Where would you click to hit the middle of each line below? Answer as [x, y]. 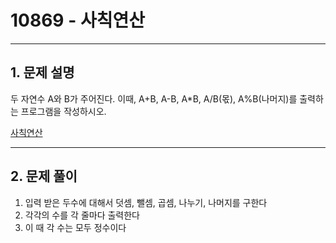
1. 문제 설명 [42, 72]
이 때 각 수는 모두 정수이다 [75, 227]
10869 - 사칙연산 [77, 20]
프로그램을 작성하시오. [63, 111]
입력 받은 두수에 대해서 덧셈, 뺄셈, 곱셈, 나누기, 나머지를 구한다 [146, 202]
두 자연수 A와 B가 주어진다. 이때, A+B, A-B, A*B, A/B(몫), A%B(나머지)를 [154, 98]
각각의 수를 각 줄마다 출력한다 [82, 215]
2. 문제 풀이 [44, 176]
